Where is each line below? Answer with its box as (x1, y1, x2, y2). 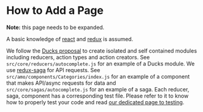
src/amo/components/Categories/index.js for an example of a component (6, 73, 190, 80)
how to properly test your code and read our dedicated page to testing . (6, 98, 185, 106)
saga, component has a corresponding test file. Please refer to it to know (6, 92, 189, 99)
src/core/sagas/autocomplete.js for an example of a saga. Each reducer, (6, 85, 190, 93)
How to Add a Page (6, 4, 104, 18)
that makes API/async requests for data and (6, 79, 117, 87)
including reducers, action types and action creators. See (6, 53, 150, 61)
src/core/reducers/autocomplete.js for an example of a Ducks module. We (6, 60, 195, 67)
